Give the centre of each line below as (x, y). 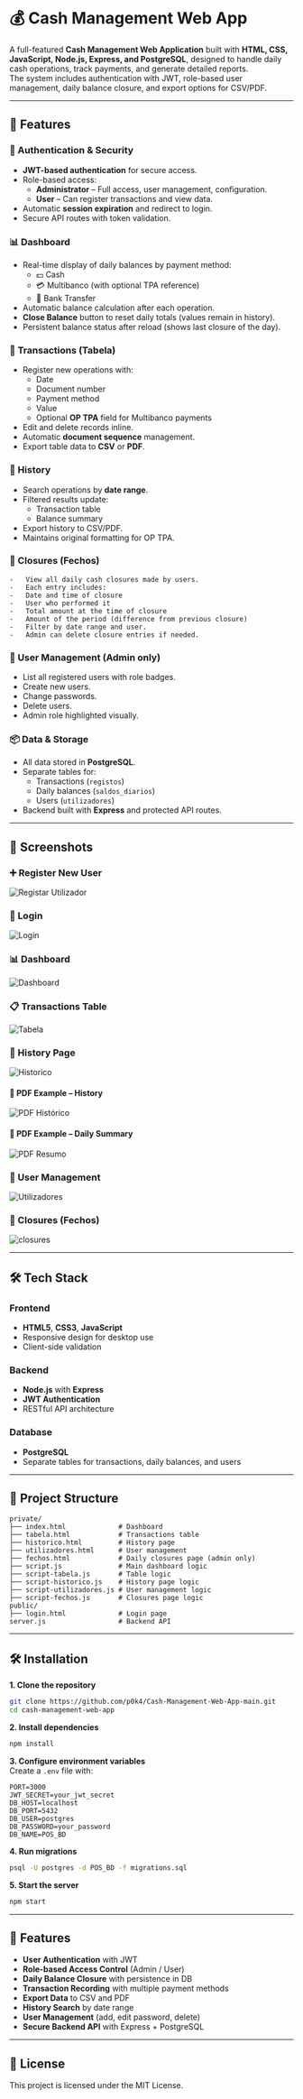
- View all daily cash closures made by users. (105, 579)
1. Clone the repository (53, 1685)
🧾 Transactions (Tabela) (63, 350)
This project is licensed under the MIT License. (96, 2085)
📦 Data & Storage (49, 740)
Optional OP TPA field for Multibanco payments (124, 418)
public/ (24, 1606)
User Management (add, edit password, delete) (111, 2017)
